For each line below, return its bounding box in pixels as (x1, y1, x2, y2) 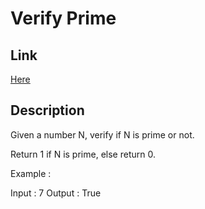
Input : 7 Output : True (10, 187, 102, 199)
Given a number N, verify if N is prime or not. (10, 128, 195, 141)
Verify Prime (10, 7, 117, 30)
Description (10, 102, 85, 119)
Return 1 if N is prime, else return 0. (10, 148, 156, 160)
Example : (10, 167, 52, 179)
